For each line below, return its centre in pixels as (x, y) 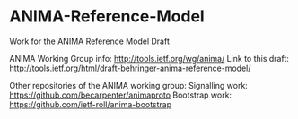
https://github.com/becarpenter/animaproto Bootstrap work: (120, 95)
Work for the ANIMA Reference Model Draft (90, 41)
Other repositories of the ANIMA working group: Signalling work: (129, 85)
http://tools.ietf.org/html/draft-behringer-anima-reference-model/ (130, 68)
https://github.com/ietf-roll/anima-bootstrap (91, 104)
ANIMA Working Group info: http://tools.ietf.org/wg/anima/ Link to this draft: (149, 58)
